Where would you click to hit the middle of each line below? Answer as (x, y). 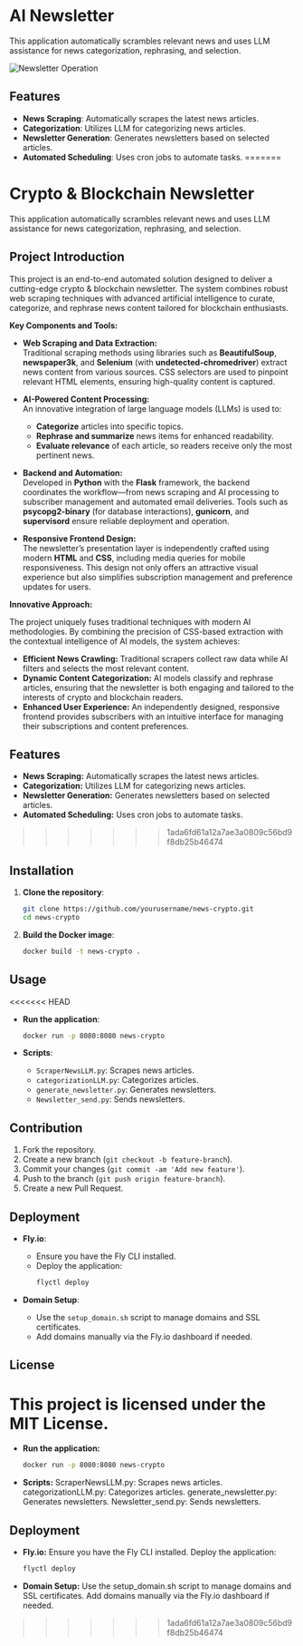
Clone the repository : (63, 892)
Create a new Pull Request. (73, 1188)
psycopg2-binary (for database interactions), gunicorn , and (136, 511)
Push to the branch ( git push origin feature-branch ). (124, 1179)
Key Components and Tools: (64, 325)
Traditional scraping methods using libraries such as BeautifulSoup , (150, 352)
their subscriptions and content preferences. (105, 726)
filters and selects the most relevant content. (106, 668)
